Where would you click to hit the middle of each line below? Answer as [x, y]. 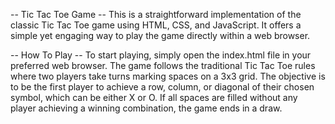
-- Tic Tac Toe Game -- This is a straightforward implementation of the [156, 14]
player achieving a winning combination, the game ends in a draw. [146, 108]
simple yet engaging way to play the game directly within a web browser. [160, 35]
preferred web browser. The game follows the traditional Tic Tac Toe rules [163, 65]
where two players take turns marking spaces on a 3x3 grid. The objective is [168, 76]
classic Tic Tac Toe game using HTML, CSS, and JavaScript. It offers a [156, 25]
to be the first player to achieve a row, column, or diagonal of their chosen [162, 87]
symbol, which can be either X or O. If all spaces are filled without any [154, 97]
